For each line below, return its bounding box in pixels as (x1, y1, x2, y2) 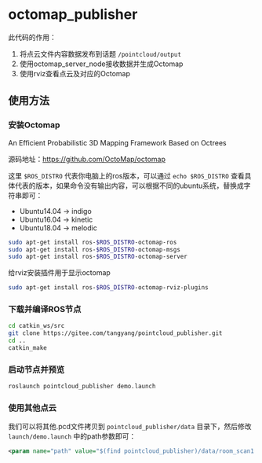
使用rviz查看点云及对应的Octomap (19, 68, 131, 78)
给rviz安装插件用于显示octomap (8, 268, 111, 277)
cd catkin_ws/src (8, 322, 65, 330)
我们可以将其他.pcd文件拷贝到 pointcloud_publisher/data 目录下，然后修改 (8, 422, 253, 432)
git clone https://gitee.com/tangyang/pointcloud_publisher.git (8, 329, 223, 337)
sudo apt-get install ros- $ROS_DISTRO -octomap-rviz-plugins (8, 284, 209, 292)
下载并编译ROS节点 (8, 304, 82, 315)
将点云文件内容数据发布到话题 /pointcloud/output (19, 49, 182, 58)
